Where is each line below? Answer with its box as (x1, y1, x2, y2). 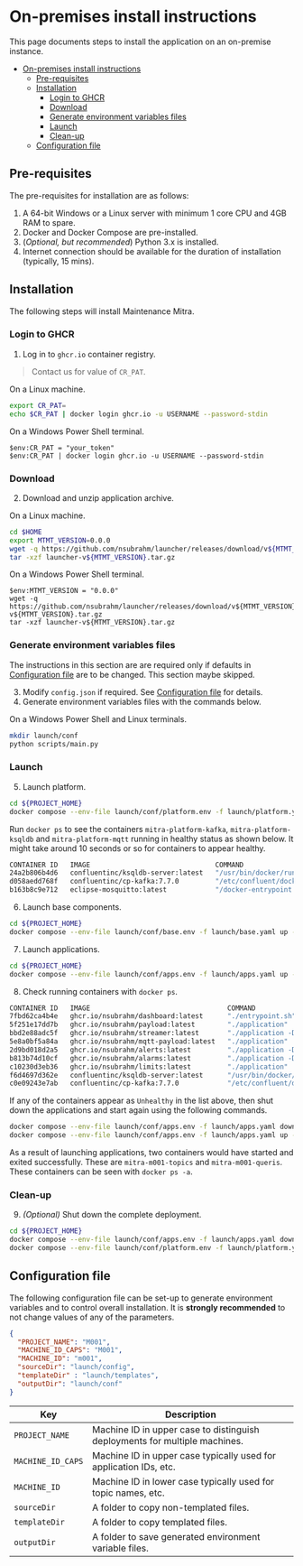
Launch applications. (22, 943, 101, 954)
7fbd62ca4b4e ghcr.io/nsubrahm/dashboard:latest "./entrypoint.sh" (9, 1012, 297, 1021)
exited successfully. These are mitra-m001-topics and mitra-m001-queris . (9, 1157, 283, 1167)
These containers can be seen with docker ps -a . (9, 1166, 193, 1177)
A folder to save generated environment (91, 1530, 261, 1543)
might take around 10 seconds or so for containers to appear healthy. (9, 842, 266, 854)
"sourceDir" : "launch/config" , (17, 1363, 135, 1372)
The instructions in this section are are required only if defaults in (9, 659, 252, 670)
